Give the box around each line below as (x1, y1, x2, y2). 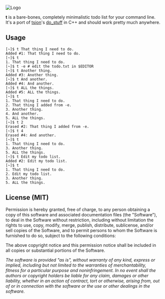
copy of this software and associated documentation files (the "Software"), (5, 211, 158, 217)
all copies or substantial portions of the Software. (5, 247, 105, 253)
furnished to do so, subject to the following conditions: (5, 233, 116, 239)
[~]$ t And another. (5, 77, 48, 82)
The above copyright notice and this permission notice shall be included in (5, 242, 156, 248)
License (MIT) (5, 193, 49, 202)
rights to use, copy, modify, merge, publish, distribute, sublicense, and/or (5, 222, 154, 228)
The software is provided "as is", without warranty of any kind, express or (5, 257, 155, 263)
